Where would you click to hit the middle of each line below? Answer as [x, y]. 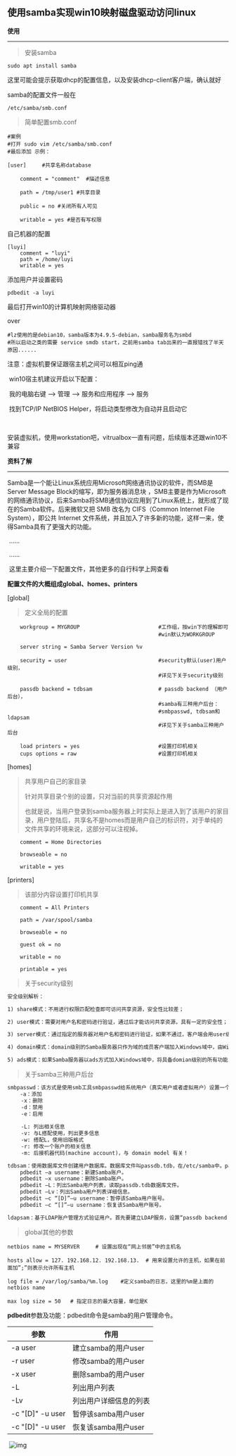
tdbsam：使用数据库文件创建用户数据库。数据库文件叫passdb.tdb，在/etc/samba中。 [116, 1166]
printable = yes [44, 969]
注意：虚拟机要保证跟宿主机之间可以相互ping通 [75, 364]
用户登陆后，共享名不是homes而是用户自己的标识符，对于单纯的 [130, 820]
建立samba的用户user [109, 1348]
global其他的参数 [49, 1232]
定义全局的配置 [46, 612]
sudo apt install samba [42, 65]
